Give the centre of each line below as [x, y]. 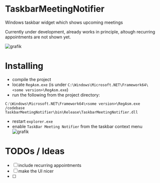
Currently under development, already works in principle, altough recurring [80, 32]
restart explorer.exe [32, 121]
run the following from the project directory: [56, 95]
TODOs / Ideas [35, 151]
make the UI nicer [36, 171]
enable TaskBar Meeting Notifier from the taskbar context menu [77, 126]
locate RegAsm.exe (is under [39, 84]
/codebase [15, 108]
